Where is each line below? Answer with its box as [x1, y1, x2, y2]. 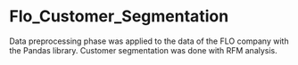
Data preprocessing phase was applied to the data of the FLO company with [9, 36, 289, 46]
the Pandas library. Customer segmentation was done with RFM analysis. [9, 45, 278, 55]
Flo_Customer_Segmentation [9, 6, 229, 27]
